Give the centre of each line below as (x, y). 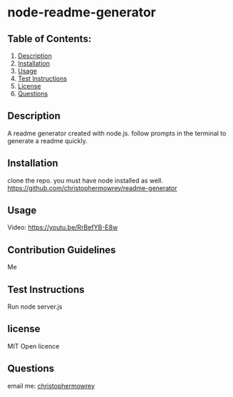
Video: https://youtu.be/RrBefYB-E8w (63, 227)
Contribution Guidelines (62, 250)
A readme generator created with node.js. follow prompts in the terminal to (117, 133)
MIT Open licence (33, 346)
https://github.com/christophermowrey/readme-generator (92, 188)
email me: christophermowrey (51, 386)
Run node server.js (35, 306)
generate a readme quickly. (47, 140)
